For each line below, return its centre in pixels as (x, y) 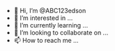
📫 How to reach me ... (46, 40)
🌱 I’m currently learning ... (51, 25)
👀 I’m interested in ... (43, 18)
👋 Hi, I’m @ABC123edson (50, 11)
